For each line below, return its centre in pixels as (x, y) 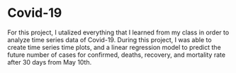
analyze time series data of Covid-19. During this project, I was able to (109, 39)
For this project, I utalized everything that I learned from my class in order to (118, 32)
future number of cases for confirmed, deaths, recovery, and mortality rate (116, 55)
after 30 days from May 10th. (50, 62)
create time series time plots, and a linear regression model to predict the (114, 47)
